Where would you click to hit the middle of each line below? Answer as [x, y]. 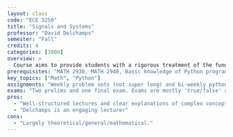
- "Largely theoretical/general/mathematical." [84, 123]
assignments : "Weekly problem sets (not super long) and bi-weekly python [118, 84]
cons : [15, 116]
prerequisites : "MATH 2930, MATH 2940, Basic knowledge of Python [105, 71]
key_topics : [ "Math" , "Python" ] [54, 78]
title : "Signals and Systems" [51, 26]
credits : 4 [23, 46]
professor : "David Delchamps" [51, 33]
